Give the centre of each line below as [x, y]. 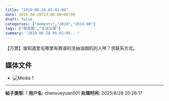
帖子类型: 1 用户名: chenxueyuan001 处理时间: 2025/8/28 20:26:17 [74, 93]
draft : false [19, 19]
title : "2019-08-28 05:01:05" [37, 10]
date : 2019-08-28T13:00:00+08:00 [40, 15]
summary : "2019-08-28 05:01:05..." [43, 33]
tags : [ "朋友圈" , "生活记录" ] [33, 29]
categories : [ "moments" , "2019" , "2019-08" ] [50, 24]
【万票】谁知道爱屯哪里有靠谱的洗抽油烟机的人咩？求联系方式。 [71, 48]
